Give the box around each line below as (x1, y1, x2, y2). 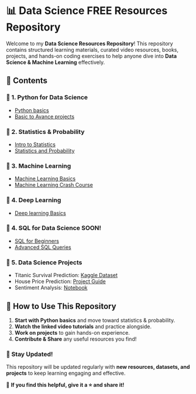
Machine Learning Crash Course (14, 181, 94, 188)
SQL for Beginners (14, 237, 60, 244)
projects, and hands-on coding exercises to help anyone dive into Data (6, 52, 177, 59)
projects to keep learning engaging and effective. (6, 370, 126, 377)
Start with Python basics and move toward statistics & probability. (14, 316, 176, 324)
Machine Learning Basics (14, 175, 76, 182)
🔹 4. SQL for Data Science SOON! (6, 224, 101, 232)
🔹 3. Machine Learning (6, 161, 71, 170)
